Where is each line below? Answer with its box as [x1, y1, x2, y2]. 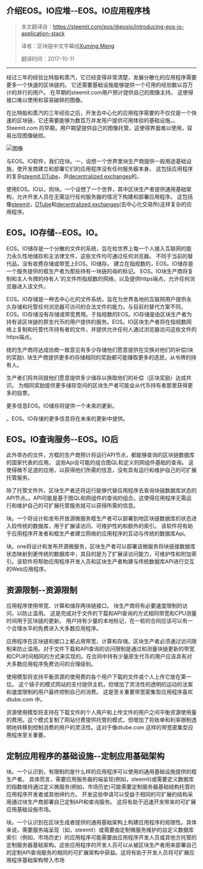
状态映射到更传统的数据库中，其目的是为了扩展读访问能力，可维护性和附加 [6, 550, 192, 558]
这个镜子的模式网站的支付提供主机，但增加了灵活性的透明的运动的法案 [18, 681, 193, 688]
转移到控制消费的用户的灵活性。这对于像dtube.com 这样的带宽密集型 [16, 724, 188, 731]
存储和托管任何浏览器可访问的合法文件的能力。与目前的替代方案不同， [11, 303, 186, 310]
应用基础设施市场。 [6, 806, 54, 813]
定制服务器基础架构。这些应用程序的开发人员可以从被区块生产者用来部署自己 [6, 841, 197, 848]
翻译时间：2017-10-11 [21, 55, 74, 62]
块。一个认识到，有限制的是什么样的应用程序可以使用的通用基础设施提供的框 [6, 768, 197, 775]
